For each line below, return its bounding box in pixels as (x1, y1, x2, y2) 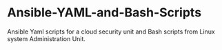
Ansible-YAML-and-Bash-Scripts (7, 5, 202, 21)
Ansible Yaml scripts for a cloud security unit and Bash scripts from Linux (7, 27, 215, 36)
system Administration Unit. (7, 34, 86, 42)
